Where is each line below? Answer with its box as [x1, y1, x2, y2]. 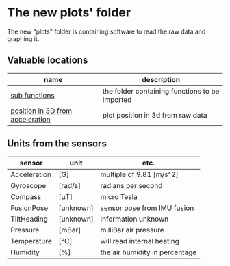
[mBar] [58, 225, 81, 235]
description [142, 75, 180, 84]
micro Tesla [100, 191, 138, 201]
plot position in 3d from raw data [102, 110, 207, 120]
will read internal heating [100, 236, 180, 245]
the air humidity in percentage [100, 248, 197, 257]
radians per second [100, 181, 163, 190]
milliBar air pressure [100, 225, 164, 235]
